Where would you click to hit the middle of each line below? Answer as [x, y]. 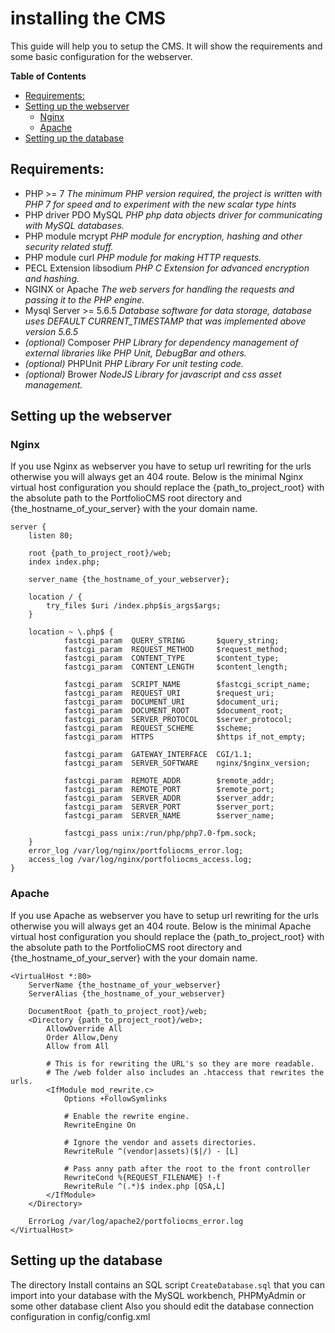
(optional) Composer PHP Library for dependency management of [161, 342]
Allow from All [78, 1046]
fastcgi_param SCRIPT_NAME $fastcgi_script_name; [187, 685]
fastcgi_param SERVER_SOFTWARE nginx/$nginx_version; [187, 763]
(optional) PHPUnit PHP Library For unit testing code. [134, 363]
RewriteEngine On [100, 1125]
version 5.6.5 [51, 331]
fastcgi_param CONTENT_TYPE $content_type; [171, 658]
